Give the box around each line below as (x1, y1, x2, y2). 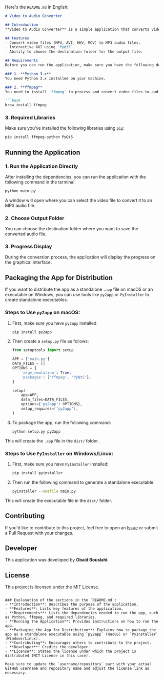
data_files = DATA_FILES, (21, 397, 69, 402)
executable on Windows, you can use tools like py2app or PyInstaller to (5, 292, 150, 298)
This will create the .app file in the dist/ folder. (5, 438, 99, 443)
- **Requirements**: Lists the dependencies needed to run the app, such (5, 611, 159, 616)
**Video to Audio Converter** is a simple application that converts (5, 27, 150, 32)
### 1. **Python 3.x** (5, 71, 51, 76)
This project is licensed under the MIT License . (5, 584, 100, 590)
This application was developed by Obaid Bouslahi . (5, 557, 109, 563)
